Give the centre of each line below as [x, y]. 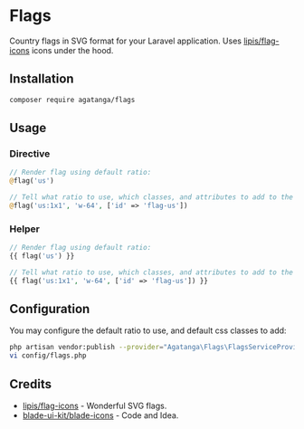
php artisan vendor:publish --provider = [87, 348]
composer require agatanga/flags [72, 100]
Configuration [50, 309]
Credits [31, 384]
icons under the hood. [72, 50]
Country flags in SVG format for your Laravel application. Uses [126, 41]
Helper [25, 229]
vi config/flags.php [48, 356]
